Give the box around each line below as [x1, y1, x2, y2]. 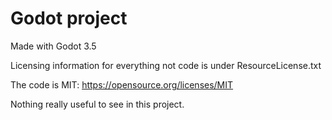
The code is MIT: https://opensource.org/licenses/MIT [10, 78, 234, 91]
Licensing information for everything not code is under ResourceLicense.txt [10, 59, 322, 71]
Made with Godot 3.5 [10, 40, 97, 52]
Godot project [10, 7, 128, 30]
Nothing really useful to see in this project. [10, 98, 185, 110]
